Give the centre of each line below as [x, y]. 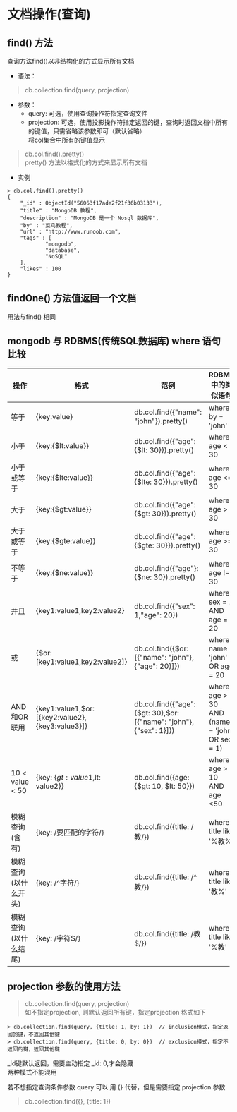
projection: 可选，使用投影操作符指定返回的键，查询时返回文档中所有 [128, 122]
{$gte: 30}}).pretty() [167, 545]
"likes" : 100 [41, 269]
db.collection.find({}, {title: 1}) [68, 1101]
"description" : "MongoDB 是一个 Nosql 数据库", [90, 218]
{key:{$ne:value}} [65, 572]
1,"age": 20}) [156, 615]
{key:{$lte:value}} [64, 477]
